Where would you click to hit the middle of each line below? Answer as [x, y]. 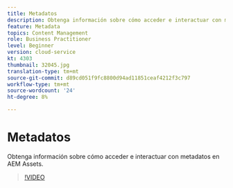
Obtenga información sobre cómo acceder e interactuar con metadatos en [113, 156]
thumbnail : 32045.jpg [38, 65]
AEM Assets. [25, 164]
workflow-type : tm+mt [38, 84]
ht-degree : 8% [28, 97]
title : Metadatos [32, 13]
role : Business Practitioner [49, 39]
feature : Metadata [34, 26]
